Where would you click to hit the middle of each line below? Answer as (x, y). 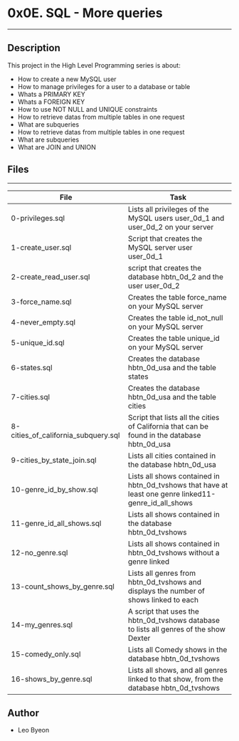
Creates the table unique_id (174, 338)
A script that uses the (163, 611)
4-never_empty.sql (43, 322)
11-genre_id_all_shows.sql (56, 523)
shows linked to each (163, 599)
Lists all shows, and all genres (177, 670)
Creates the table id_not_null (175, 317)
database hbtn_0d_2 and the (176, 277)
